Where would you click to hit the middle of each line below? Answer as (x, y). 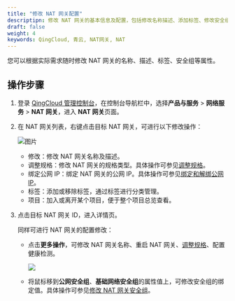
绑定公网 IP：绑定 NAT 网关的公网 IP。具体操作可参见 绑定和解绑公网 (126, 174)
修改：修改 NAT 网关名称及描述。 (76, 156)
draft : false (26, 27)
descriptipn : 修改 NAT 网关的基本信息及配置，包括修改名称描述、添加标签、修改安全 (116, 20)
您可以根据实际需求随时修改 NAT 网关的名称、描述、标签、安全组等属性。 (113, 61)
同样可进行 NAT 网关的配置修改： (65, 230)
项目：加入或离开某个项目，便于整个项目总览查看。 (101, 199)
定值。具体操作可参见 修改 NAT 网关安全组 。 (91, 290)
